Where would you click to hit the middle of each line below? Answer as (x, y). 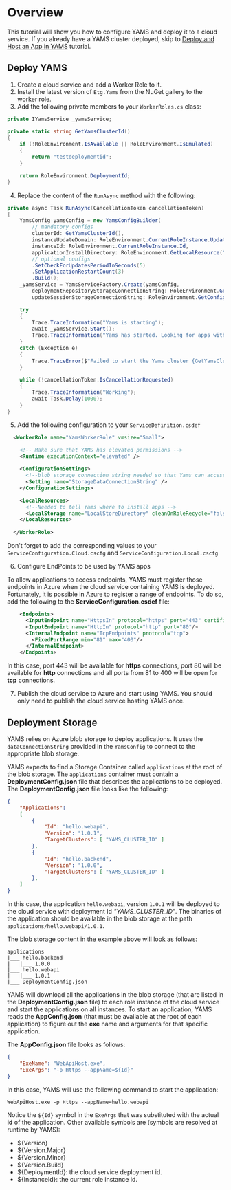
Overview (35, 13)
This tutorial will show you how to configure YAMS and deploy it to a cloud (112, 32)
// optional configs (61, 259)
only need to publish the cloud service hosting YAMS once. (101, 701)
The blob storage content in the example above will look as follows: (102, 939)
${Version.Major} (42, 1150)
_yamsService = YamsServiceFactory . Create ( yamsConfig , (100, 285)
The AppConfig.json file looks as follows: (66, 1045)
